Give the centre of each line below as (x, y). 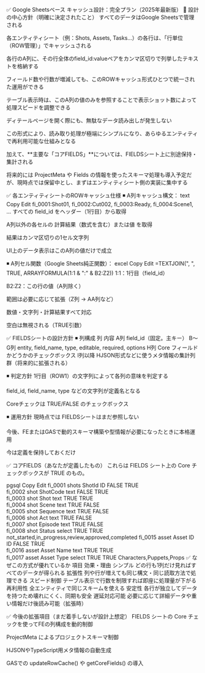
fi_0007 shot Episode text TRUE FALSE (55, 524)
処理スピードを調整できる (39, 107)
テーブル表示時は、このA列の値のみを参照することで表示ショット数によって (102, 100)
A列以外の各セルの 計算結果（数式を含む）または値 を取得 (80, 225)
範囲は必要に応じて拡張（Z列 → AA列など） (61, 299)
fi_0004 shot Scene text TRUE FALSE (53, 505)
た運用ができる (25, 87)
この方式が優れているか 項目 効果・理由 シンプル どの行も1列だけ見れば (101, 565)
